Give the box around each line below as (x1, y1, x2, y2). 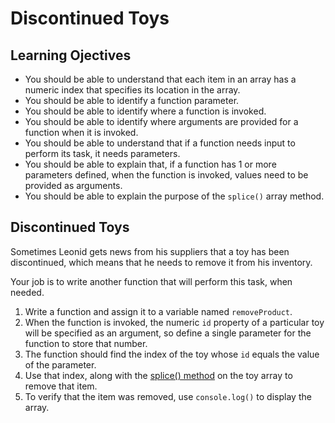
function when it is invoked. (24, 127, 139, 138)
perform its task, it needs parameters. (24, 148, 181, 159)
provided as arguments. (24, 180, 123, 191)
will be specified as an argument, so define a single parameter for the (24, 327, 312, 339)
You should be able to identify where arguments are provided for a (24, 116, 299, 127)
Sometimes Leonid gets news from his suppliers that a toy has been (10, 245, 290, 257)
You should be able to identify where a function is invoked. (24, 105, 267, 117)
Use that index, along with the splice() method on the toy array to (24, 369, 293, 381)
